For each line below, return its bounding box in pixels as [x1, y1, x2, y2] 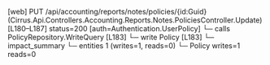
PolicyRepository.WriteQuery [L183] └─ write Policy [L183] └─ [7, 32, 215, 42]
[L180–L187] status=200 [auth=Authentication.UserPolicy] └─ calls [7, 24, 231, 33]
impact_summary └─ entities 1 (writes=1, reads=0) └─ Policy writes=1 [7, 41, 241, 51]
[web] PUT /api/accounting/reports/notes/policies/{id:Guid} [7, 7, 207, 16]
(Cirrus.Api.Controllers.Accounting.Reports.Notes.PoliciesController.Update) [7, 15, 263, 25]
